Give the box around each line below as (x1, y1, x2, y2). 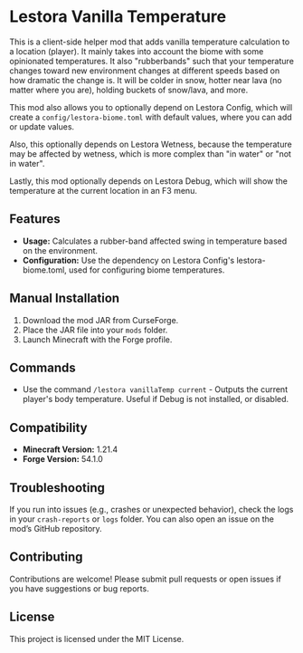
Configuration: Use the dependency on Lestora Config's (22, 254, 235, 265)
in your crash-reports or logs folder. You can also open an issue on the (9, 514, 274, 524)
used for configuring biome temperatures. (69, 264, 225, 275)
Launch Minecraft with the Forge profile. (22, 333, 173, 345)
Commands (9, 360, 77, 375)
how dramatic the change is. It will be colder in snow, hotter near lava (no (9, 74, 282, 85)
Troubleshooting (9, 480, 106, 495)
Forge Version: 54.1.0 (22, 454, 104, 465)
